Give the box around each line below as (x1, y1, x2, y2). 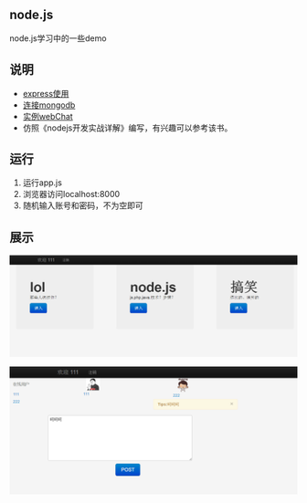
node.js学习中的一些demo (9, 32, 107, 44)
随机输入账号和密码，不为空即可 (22, 200, 143, 211)
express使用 (22, 88, 69, 99)
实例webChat (22, 110, 73, 121)
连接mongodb (22, 100, 76, 110)
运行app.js (22, 177, 62, 188)
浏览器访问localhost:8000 (22, 189, 121, 200)
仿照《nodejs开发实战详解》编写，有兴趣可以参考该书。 (22, 122, 233, 133)
